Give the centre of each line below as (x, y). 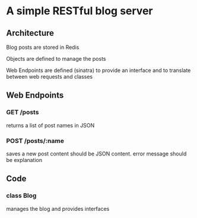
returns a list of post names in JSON (50, 125)
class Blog (21, 196)
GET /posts (23, 113)
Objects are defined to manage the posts (56, 59)
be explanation (24, 160)
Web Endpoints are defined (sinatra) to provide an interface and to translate (99, 70)
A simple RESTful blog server (80, 11)
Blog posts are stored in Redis (43, 47)
